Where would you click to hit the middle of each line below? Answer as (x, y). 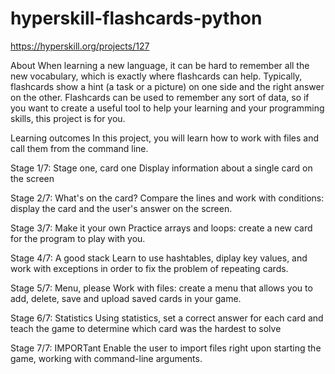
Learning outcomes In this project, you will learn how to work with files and (165, 138)
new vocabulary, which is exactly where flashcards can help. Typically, (156, 76)
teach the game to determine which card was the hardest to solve (146, 328)
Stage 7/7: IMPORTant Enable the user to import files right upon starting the (166, 348)
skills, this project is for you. (68, 118)
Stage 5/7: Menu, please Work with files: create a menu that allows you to (161, 288)
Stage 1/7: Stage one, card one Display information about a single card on (161, 168)
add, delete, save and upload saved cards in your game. (126, 298)
